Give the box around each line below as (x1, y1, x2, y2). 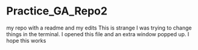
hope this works (6, 37, 46, 44)
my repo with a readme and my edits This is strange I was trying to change (6, 24, 192, 31)
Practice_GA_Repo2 (6, 4, 107, 18)
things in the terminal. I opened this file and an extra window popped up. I (6, 30, 190, 37)
